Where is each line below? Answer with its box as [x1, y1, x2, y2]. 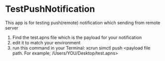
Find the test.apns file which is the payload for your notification [12, 34, 142, 40]
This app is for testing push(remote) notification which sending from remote [5, 20, 161, 26]
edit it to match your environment [12, 39, 81, 45]
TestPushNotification [5, 3, 95, 15]
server [5, 25, 19, 30]
